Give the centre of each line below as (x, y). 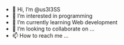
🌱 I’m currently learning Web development (65, 22)
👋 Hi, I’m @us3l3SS (36, 9)
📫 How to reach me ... (40, 36)
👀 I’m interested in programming (52, 16)
